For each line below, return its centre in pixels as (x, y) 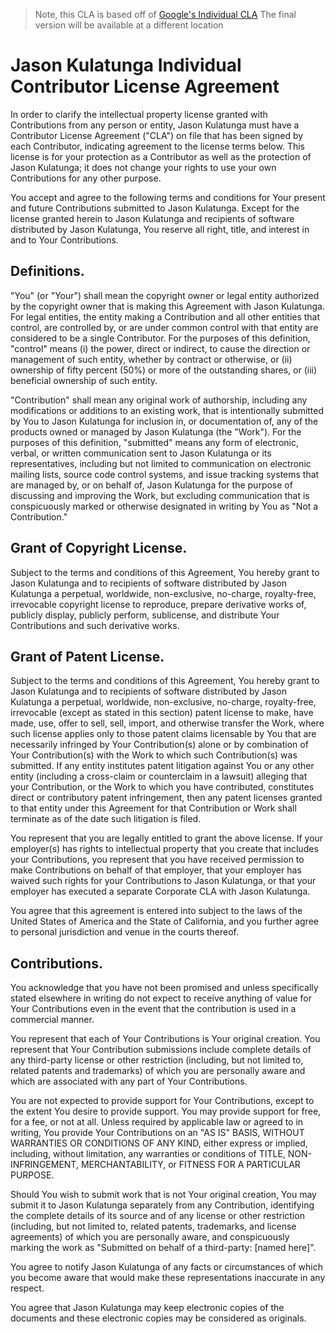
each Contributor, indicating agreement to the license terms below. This (157, 146)
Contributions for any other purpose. (86, 178)
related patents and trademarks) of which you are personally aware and (158, 1071)
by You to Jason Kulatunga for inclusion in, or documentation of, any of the (164, 421)
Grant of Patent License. (87, 656)
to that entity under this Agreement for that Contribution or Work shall (153, 808)
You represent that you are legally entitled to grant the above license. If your (167, 838)
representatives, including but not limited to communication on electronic (161, 463)
